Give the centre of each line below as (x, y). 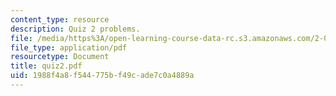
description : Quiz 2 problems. (75, 29)
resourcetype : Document (60, 57)
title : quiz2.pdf (46, 66)
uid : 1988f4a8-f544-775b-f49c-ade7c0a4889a (102, 76)
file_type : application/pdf (69, 47)
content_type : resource (60, 19)
